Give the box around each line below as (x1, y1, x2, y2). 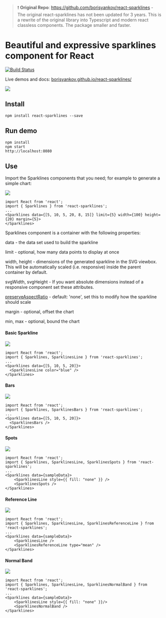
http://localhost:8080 (5, 149, 52, 154)
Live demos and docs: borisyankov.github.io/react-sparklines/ (5, 76, 132, 82)
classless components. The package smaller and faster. (17, 22, 131, 28)
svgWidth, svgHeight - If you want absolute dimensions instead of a (5, 279, 144, 285)
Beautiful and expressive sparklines (5, 40, 156, 51)
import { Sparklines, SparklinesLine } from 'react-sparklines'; (5, 354, 143, 359)
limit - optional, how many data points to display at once (5, 249, 120, 255)
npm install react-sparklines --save (5, 113, 83, 118)
